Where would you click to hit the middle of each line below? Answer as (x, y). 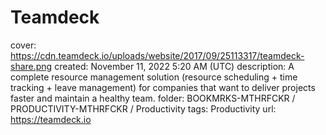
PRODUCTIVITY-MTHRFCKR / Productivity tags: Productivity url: (143, 108)
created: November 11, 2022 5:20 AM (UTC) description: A (174, 66)
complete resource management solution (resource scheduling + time (154, 77)
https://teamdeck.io (51, 119)
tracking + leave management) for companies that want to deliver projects (163, 87)
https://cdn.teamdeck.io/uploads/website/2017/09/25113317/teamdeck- (157, 55)
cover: (23, 45)
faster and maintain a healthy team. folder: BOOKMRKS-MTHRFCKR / (153, 98)
